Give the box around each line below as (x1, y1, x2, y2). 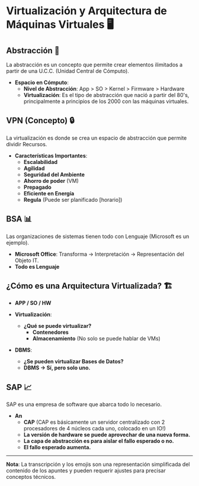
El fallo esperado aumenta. (23, 444, 91, 451)
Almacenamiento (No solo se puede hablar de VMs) (32, 335, 161, 342)
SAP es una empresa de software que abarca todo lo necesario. (6, 401, 162, 408)
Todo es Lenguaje (14, 263, 60, 270)
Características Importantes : (14, 152, 88, 159)
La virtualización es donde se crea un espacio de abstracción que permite (6, 134, 187, 141)
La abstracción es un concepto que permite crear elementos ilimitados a (6, 61, 183, 68)
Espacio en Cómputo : (14, 79, 69, 86)
